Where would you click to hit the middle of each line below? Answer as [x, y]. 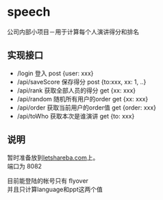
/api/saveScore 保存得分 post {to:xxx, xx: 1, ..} [81, 82]
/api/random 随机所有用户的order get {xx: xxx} [83, 99]
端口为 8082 [25, 166]
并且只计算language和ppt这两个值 [55, 189]
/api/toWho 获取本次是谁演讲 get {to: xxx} [76, 116]
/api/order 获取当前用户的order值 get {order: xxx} [86, 108]
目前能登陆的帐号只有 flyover [48, 180]
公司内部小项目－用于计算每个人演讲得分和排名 [73, 32]
